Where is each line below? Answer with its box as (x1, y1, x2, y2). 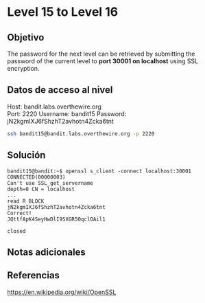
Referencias (7, 269, 60, 282)
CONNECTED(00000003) (7, 173, 67, 181)
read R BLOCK (7, 197, 45, 205)
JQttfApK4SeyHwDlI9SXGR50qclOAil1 (7, 216, 106, 223)
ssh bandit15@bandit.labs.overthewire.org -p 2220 (7, 130, 155, 137)
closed (7, 227, 26, 234)
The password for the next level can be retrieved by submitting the (7, 49, 195, 58)
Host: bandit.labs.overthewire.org (7, 102, 101, 111)
